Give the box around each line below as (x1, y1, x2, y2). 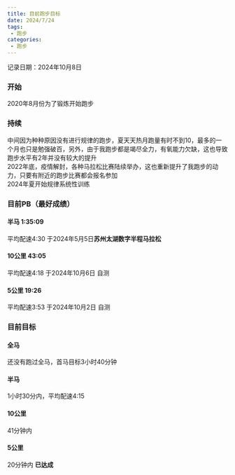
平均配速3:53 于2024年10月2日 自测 (7, 303, 111, 312)
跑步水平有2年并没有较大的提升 (7, 153, 97, 162)
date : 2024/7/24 (7, 17, 55, 24)
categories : (7, 36, 42, 43)
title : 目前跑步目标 (7, 10, 61, 18)
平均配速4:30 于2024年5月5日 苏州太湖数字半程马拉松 (7, 234, 162, 242)
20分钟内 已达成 (7, 460, 54, 469)
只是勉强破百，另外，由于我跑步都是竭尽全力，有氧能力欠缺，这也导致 (25, 144, 228, 153)
